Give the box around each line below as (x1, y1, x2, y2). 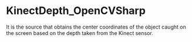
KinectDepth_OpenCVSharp (6, 4, 146, 17)
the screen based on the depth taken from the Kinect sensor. (6, 29, 154, 36)
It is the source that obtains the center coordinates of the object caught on (6, 23, 186, 30)
